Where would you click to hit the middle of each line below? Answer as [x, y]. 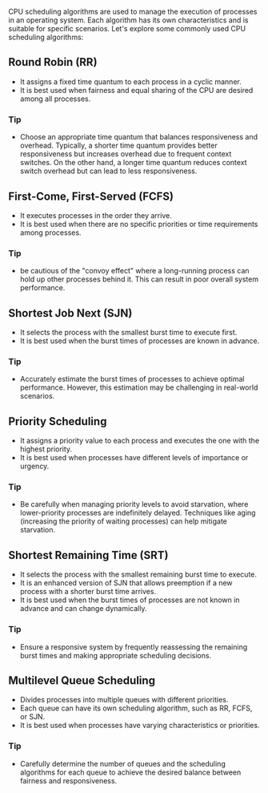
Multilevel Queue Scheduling [82, 680]
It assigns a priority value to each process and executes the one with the [140, 441]
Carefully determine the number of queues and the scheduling [122, 763]
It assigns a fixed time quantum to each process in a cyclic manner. [130, 81]
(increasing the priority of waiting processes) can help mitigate [124, 521]
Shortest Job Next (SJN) [70, 313]
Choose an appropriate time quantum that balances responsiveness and [139, 137]
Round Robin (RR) [53, 62]
